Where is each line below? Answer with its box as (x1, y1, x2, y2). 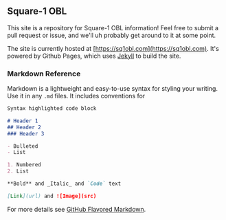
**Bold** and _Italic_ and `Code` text (7, 180, 122, 188)
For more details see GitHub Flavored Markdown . (7, 205, 146, 213)
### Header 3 (7, 130, 45, 137)
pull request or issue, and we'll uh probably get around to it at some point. (7, 31, 216, 39)
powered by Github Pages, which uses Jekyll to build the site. (7, 52, 181, 60)
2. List (7, 168, 30, 175)
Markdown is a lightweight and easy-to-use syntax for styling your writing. (7, 85, 218, 93)
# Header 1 (7, 117, 38, 124)
